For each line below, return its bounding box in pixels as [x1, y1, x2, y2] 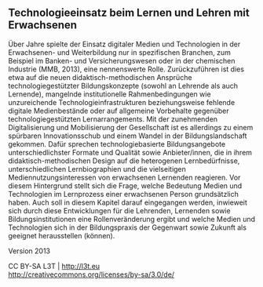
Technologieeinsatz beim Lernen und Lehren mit [8, 6, 250, 20]
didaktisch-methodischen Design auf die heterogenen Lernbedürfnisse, [8, 156, 240, 165]
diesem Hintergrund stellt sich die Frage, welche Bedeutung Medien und [8, 180, 243, 191]
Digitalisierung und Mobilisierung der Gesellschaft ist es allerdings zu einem [8, 122, 254, 132]
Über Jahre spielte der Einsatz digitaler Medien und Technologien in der [8, 39, 241, 49]
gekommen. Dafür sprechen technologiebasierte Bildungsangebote [8, 139, 226, 148]
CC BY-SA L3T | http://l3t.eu [8, 261, 100, 271]
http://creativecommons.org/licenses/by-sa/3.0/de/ [8, 270, 175, 279]
